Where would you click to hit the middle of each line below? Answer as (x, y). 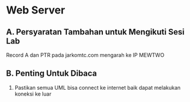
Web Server (36, 10)
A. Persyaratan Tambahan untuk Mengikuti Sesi (95, 32)
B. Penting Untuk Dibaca (51, 74)
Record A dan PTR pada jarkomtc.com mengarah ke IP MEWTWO (85, 55)
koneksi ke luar (33, 94)
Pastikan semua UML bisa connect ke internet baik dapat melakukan (98, 87)
